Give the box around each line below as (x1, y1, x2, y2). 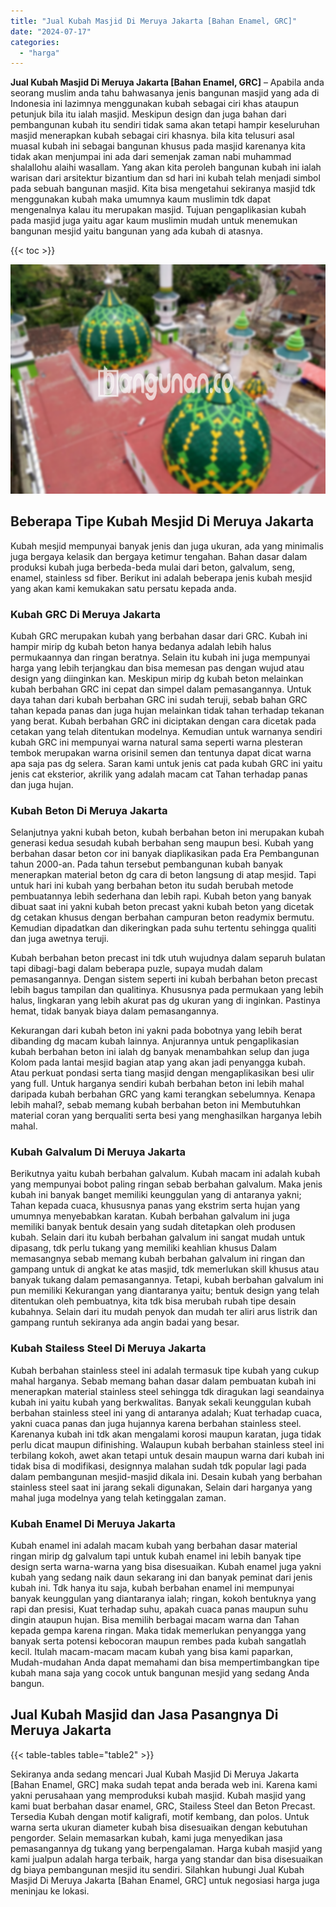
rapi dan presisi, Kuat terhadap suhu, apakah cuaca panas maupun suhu (10, 1603, 308, 1615)
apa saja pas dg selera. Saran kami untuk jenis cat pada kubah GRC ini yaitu (10, 757, 323, 769)
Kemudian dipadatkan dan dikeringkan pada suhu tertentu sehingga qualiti (10, 922, 317, 934)
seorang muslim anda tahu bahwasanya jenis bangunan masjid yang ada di (10, 87, 320, 99)
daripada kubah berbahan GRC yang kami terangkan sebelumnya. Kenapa (10, 1088, 316, 1100)
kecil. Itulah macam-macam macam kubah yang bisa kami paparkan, (10, 1646, 294, 1658)
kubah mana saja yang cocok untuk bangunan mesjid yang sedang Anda (10, 1667, 310, 1679)
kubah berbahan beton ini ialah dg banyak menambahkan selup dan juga (10, 1046, 310, 1058)
